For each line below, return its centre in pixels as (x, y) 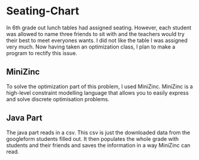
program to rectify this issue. (42, 53)
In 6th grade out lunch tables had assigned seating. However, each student (99, 28)
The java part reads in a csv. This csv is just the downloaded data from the (98, 132)
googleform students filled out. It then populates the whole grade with (93, 138)
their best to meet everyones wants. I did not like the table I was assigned (97, 40)
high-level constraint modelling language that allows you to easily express (97, 93)
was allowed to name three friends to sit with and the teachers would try (95, 34)
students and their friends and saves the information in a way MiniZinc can (98, 145)
